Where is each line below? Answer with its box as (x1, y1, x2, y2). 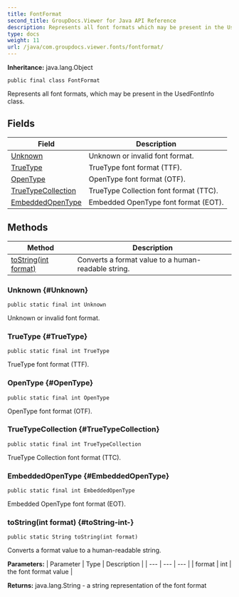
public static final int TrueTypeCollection (7, 440, 142, 448)
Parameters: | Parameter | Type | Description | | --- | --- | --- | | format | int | (7, 560, 232, 568)
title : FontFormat (7, 10, 62, 18)
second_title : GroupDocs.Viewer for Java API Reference (7, 17, 176, 24)
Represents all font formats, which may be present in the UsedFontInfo (7, 90, 215, 98)
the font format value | (7, 568, 73, 576)
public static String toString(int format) (7, 534, 139, 541)
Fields (7, 118, 36, 130)
